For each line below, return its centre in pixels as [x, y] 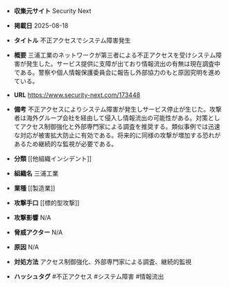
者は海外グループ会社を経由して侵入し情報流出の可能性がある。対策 [111, 118]
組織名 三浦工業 [36, 173]
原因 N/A [26, 247]
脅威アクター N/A [38, 232]
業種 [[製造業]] [34, 188]
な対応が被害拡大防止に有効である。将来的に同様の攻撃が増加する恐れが [117, 135]
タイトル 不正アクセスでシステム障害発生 [72, 40]
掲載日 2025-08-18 [41, 26]
